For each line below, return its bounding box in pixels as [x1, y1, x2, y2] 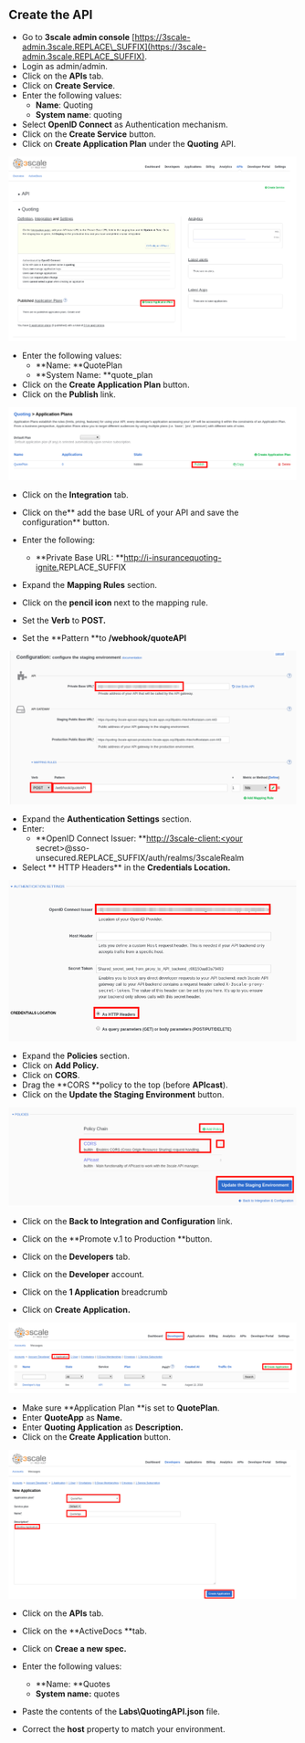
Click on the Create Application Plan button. [21, 379, 190, 390]
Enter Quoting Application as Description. [21, 1422, 184, 1433]
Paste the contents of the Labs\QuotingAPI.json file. [21, 1706, 221, 1717]
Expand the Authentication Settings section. [21, 813, 193, 824]
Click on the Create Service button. [21, 128, 156, 140]
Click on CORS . [21, 1069, 80, 1080]
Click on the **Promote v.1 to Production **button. [21, 1233, 213, 1244]
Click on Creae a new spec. [21, 1643, 127, 1654]
